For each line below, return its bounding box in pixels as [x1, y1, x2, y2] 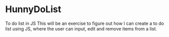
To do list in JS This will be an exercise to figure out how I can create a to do [5, 20, 164, 26]
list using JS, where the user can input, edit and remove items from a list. [5, 25, 157, 31]
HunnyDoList [5, 4, 62, 15]
